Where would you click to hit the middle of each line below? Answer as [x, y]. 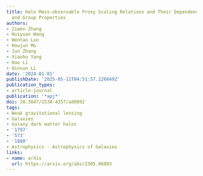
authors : [17, 23]
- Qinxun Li [21, 68]
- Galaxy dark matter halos [42, 125]
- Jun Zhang [21, 51]
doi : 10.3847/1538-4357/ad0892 [46, 102]
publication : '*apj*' [34, 96]
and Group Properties [39, 18]
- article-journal [29, 91]
